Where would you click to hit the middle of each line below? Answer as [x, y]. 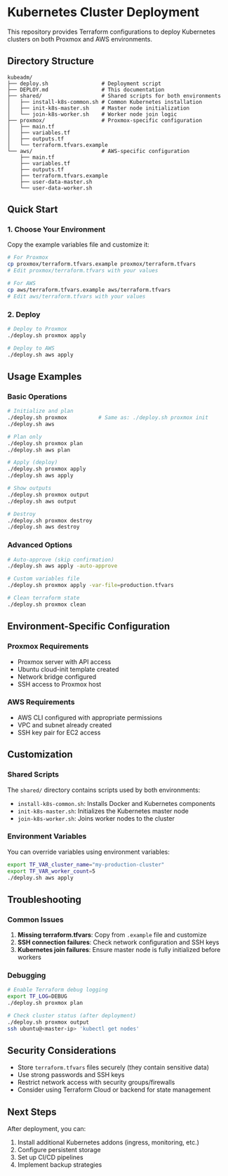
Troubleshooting [45, 899]
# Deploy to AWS [31, 348]
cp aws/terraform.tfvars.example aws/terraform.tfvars [89, 290]
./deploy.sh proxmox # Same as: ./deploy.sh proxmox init [108, 418]
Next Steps [32, 1112]
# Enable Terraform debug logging [58, 990]
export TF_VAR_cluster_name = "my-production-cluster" [86, 864]
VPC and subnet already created [65, 725]
